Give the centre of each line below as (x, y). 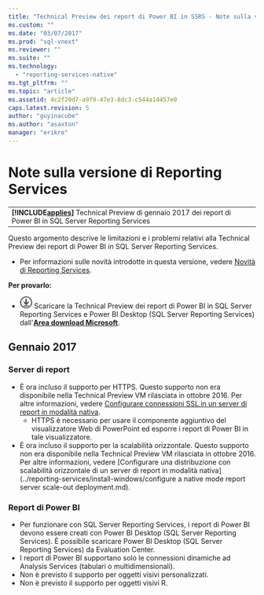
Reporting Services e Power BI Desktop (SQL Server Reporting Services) (137, 314)
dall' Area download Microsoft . (70, 323)
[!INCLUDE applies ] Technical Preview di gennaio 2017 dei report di (121, 212)
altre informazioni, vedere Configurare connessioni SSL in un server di (133, 403)
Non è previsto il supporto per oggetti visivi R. (93, 583)
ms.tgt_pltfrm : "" (38, 83)
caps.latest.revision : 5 (49, 108)
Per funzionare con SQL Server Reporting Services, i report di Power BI (134, 525)
